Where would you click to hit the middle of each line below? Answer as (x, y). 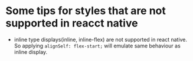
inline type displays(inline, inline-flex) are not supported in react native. (100, 39)
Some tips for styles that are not (86, 11)
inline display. (31, 52)
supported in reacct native (72, 23)
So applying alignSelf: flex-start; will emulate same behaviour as (97, 46)
